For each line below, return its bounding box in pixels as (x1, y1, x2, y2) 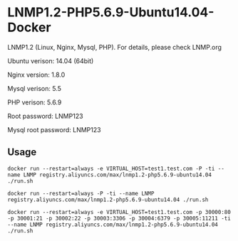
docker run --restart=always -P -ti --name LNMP (7, 190, 155, 197)
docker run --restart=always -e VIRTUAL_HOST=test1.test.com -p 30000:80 (7, 208, 232, 215)
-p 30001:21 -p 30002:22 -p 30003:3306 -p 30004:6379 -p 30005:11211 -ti (7, 215, 232, 222)
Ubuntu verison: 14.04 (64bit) (7, 56, 94, 65)
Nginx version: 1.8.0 (7, 70, 66, 79)
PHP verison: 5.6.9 (7, 97, 62, 107)
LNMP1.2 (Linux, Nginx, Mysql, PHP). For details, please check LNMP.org (7, 43, 222, 51)
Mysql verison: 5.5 (7, 84, 62, 92)
